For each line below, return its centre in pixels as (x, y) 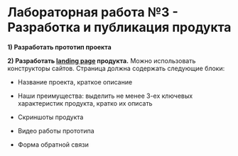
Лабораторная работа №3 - (93, 12)
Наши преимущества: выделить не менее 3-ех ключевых (105, 96)
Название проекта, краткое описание (75, 82)
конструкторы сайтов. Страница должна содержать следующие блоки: (116, 68)
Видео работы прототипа (56, 130)
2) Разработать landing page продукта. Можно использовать (102, 60)
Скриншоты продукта (50, 117)
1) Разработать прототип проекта (59, 47)
